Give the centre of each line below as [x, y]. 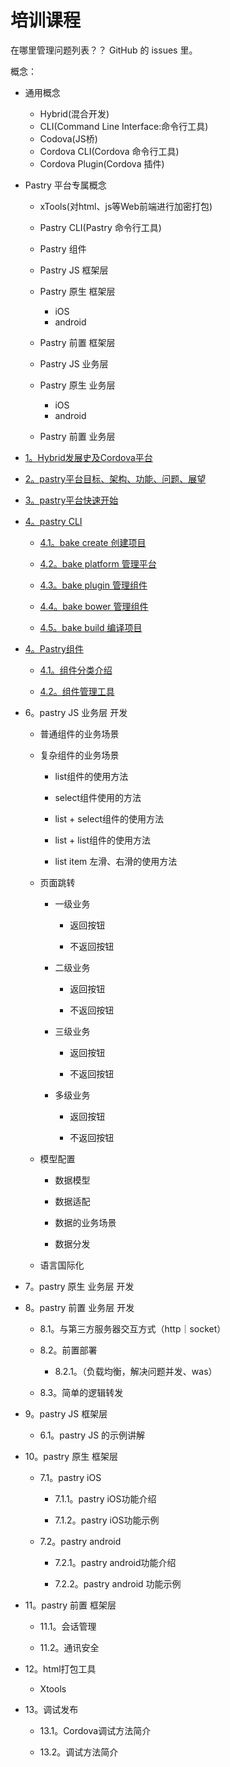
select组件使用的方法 [98, 797]
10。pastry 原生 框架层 [71, 1456]
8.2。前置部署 [68, 1350]
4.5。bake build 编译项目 [91, 627]
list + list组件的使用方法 [103, 840]
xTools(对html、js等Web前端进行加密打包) [126, 206]
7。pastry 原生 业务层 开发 [79, 1286]
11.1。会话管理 [68, 1626]
